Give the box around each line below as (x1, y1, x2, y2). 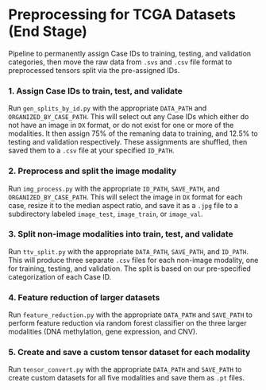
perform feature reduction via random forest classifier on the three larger (8, 319, 247, 328)
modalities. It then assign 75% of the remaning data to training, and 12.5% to (8, 129, 258, 138)
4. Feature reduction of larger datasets (8, 292, 160, 303)
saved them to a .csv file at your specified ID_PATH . (8, 145, 175, 156)
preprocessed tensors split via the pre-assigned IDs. (8, 65, 180, 75)
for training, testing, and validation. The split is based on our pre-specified (8, 264, 252, 273)
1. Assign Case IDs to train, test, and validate (8, 85, 183, 96)
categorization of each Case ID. (8, 272, 112, 281)
